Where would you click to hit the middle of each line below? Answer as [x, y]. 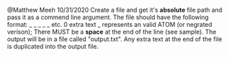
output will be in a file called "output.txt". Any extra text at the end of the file [115, 39]
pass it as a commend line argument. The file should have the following [108, 17]
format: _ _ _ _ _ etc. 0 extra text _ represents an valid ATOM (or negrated [110, 24]
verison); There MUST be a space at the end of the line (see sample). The [112, 32]
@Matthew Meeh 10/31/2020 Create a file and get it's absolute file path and [115, 10]
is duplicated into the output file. [53, 46]
